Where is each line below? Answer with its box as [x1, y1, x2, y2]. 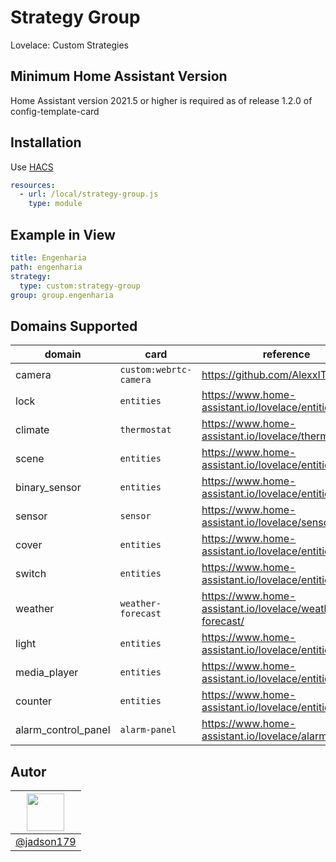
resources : [10, 180, 56, 190]
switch [15, 567, 47, 581]
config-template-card [10, 105, 100, 117]
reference [262, 347, 311, 361]
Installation [10, 134, 82, 151]
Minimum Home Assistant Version [10, 68, 228, 85]
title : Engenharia [10, 253, 87, 263]
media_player [15, 666, 79, 680]
